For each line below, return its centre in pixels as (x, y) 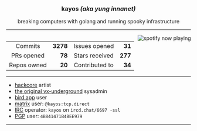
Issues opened (94, 46)
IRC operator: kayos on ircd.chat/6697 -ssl (67, 110)
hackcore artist (33, 85)
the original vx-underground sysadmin (61, 91)
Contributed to (94, 65)
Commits (28, 46)
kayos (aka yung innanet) (98, 9)
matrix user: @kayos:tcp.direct (52, 104)
